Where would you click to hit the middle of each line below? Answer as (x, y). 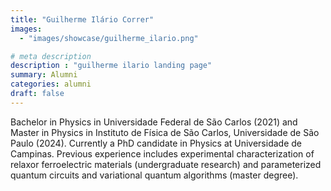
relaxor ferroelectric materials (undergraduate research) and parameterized (166, 164)
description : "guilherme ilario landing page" (111, 66)
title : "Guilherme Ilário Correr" (82, 19)
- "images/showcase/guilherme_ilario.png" (109, 38)
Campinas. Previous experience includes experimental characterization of (162, 153)
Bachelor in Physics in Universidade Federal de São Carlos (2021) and (154, 122)
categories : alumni (51, 84)
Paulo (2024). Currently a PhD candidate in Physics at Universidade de (156, 143)
